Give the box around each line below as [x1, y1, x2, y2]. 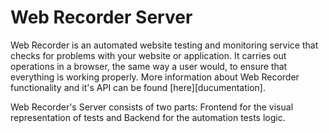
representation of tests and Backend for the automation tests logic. [10, 111, 286, 123]
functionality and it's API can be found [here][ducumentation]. [10, 81, 266, 93]
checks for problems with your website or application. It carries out [10, 49, 287, 61]
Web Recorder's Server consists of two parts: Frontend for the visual [10, 101, 294, 113]
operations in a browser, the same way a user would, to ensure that [10, 60, 288, 72]
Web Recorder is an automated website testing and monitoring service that [10, 39, 319, 51]
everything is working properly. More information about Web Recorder [10, 71, 300, 83]
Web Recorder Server [10, 6, 193, 29]
